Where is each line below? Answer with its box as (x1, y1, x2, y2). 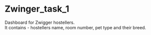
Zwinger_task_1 (4, 3, 70, 15)
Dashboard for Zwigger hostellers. (4, 19, 75, 25)
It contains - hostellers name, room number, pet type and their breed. (4, 24, 147, 30)
